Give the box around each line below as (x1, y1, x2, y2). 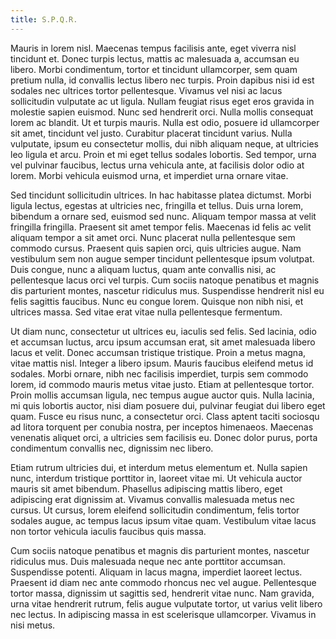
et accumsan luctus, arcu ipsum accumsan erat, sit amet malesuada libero (10, 336, 316, 348)
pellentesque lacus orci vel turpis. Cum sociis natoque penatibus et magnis (10, 274, 320, 286)
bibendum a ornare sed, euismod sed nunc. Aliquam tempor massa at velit (10, 210, 317, 222)
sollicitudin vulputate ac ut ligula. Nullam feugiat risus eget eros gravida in (10, 95, 315, 107)
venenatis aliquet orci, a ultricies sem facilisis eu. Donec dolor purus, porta (10, 431, 318, 443)
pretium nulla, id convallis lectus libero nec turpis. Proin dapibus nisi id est (10, 74, 315, 86)
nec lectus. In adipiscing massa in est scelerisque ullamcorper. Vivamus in (10, 608, 317, 620)
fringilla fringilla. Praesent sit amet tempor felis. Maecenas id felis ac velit (10, 221, 312, 233)
